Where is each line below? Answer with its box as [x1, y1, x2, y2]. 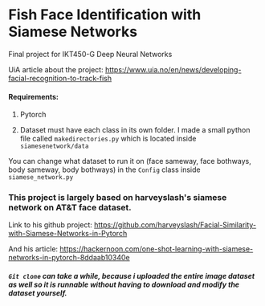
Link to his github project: [8, 220, 92, 230]
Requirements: [8, 92, 59, 101]
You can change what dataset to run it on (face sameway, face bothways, [8, 157, 251, 166]
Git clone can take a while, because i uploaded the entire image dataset [8, 271, 255, 281]
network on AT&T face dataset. [8, 202, 132, 214]
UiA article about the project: [8, 64, 104, 74]
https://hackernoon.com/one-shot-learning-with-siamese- [59, 244, 254, 254]
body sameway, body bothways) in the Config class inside [8, 165, 201, 174]
